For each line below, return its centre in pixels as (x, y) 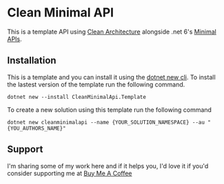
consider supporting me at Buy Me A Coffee (70, 173)
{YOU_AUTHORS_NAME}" (37, 128)
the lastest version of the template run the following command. (96, 84)
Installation (32, 61)
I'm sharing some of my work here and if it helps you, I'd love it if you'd (108, 165)
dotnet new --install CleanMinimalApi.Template (77, 97)
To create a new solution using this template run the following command (110, 110)
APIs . (14, 38)
